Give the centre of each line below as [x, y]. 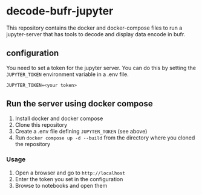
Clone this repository [41, 124]
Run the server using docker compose [80, 104]
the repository [32, 144]
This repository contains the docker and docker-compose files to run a [94, 28]
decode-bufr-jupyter [60, 11]
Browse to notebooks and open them [61, 185]
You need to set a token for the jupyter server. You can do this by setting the [101, 68]
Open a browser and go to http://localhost [70, 173]
